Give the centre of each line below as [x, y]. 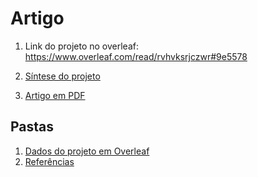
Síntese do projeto [62, 76]
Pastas [32, 127]
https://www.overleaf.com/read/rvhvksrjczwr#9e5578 [136, 56]
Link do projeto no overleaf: [81, 46]
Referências [49, 161]
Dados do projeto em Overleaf [87, 151]
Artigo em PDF [55, 95]
